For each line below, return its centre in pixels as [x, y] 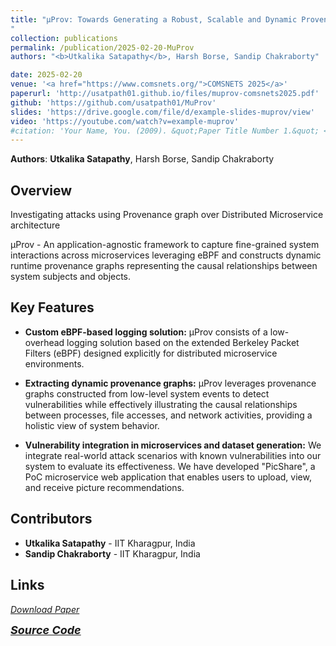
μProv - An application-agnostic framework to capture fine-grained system [165, 245]
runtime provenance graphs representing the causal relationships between [164, 266]
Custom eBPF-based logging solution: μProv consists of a [146, 332]
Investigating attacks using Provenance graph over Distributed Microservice [167, 215]
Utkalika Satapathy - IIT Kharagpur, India [110, 543]
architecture [35, 225]
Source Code [46, 629]
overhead [44, 342]
